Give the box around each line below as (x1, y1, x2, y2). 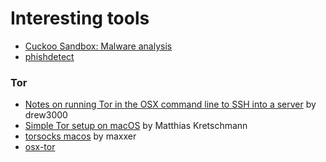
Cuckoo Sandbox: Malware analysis (24, 40, 173, 52)
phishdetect (24, 50, 75, 62)
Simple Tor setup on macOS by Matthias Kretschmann (24, 120, 248, 132)
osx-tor (24, 141, 56, 153)
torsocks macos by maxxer (24, 130, 137, 142)
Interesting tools (10, 7, 150, 30)
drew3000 (24, 109, 68, 121)
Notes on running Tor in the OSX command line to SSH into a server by (24, 98, 317, 111)
